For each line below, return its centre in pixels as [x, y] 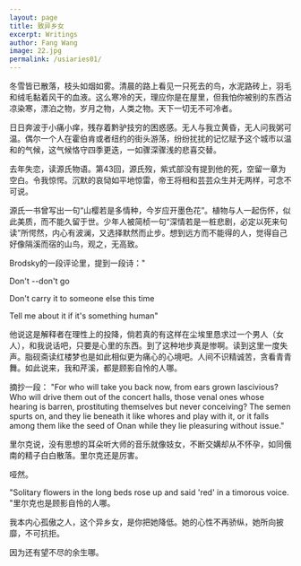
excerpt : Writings [43, 34]
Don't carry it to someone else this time [82, 298]
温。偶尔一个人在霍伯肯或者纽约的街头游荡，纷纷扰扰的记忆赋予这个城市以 [146, 139]
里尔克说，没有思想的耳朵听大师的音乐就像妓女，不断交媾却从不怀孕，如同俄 [150, 444]
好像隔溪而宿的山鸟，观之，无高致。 [76, 244]
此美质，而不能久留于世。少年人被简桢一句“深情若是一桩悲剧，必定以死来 [145, 222]
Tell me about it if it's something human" [84, 316]
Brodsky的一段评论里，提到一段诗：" [77, 263]
